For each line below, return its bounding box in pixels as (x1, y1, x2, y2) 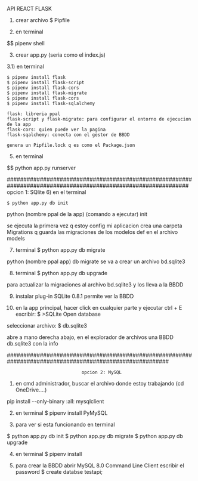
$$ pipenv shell (7, 40, 45, 47)
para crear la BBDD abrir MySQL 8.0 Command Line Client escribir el (15, 462, 184, 469)
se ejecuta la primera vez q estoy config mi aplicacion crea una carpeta (7, 222, 182, 229)
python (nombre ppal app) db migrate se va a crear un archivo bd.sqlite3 (7, 258, 185, 265)
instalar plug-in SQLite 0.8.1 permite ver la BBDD (15, 292, 134, 300)
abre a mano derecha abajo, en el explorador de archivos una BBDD (7, 334, 174, 341)
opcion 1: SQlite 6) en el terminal (7, 189, 86, 196)
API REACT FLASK (7, 5, 52, 12)
